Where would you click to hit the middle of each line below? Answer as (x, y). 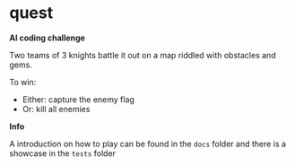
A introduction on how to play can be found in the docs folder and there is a (148, 144)
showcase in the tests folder (63, 153)
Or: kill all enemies (56, 109)
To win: (23, 82)
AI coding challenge (47, 38)
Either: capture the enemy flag (78, 99)
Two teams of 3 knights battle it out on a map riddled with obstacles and (143, 55)
